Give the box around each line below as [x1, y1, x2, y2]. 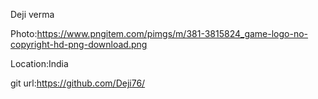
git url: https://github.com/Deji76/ [10, 77, 146, 89]
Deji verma [10, 9, 55, 20]
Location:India [10, 58, 69, 69]
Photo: [10, 28, 38, 39]
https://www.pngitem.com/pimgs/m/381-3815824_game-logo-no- [36, 28, 309, 39]
